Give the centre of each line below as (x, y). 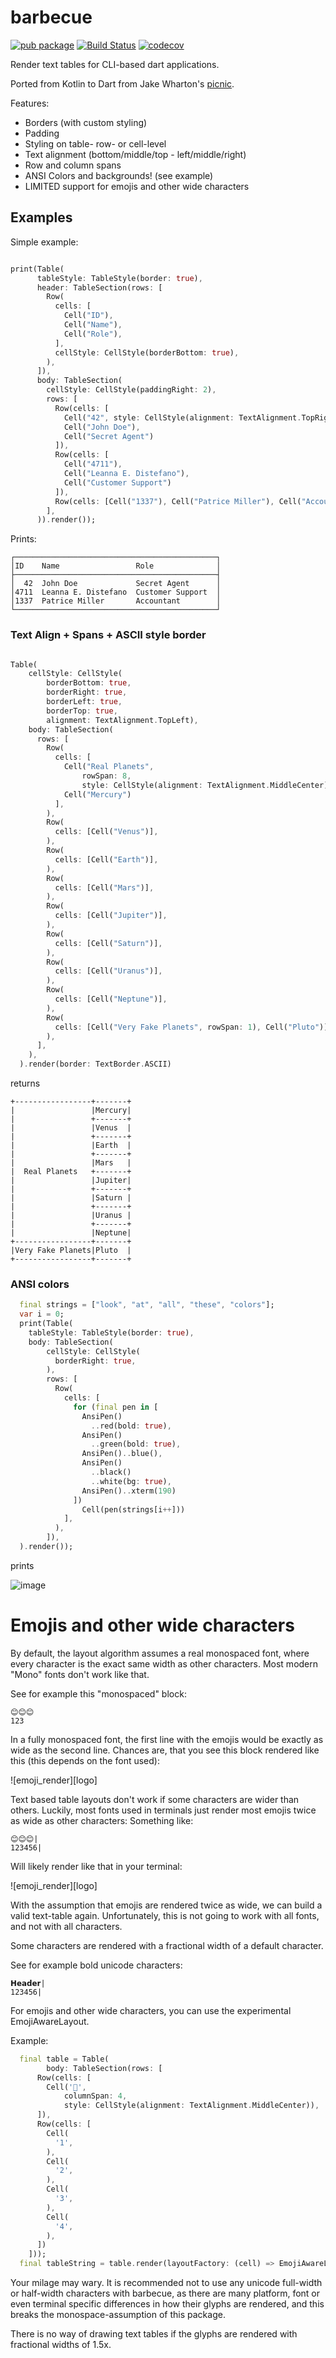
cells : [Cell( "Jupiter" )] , (111, 916)
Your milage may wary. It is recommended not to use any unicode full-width (166, 2283)
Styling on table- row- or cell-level (95, 143)
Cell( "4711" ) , (93, 464)
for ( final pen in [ (116, 1407)
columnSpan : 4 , (95, 2096)
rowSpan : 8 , (106, 776)
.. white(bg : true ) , (131, 1481)
